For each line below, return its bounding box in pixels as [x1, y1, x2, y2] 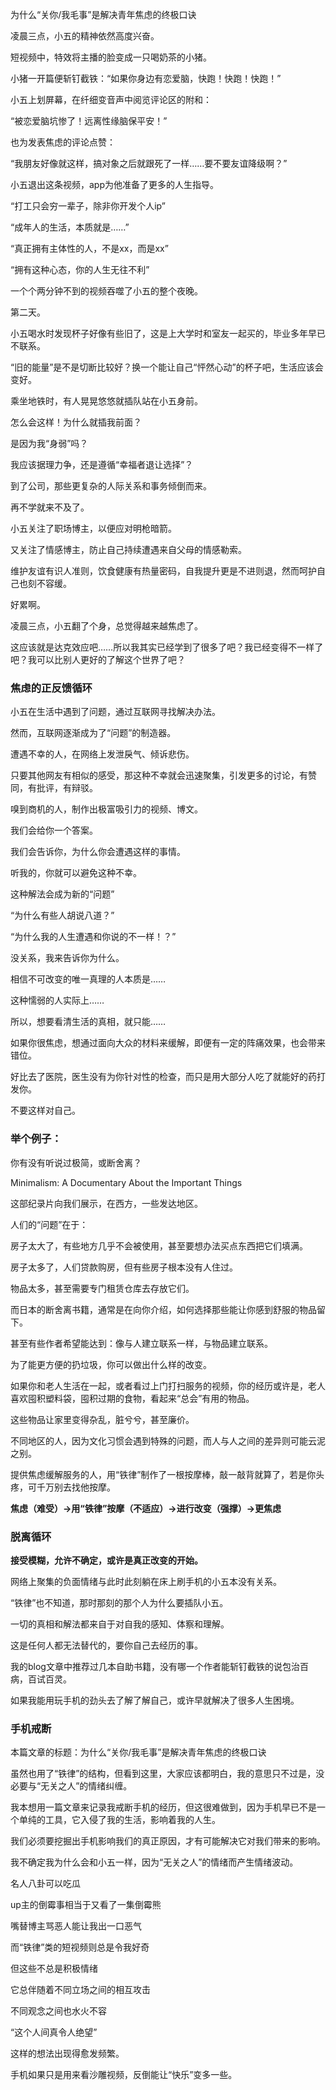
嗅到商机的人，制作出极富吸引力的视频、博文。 [10, 803, 203, 815]
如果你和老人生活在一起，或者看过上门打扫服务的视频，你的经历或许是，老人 [10, 1379, 326, 1392]
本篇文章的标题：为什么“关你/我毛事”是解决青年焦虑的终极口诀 [10, 1746, 267, 1758]
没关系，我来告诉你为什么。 [10, 952, 125, 964]
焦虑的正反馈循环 [10, 681, 93, 695]
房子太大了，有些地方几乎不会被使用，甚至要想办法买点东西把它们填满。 [10, 1239, 308, 1252]
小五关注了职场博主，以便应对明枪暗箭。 [10, 523, 177, 534]
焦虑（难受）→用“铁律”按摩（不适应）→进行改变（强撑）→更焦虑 [10, 1502, 282, 1514]
